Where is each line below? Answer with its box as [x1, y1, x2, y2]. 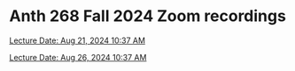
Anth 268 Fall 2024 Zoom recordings [9, 6, 286, 26]
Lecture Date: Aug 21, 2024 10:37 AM [9, 35, 146, 46]
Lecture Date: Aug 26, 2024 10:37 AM [9, 52, 147, 62]
